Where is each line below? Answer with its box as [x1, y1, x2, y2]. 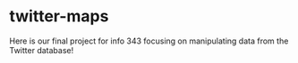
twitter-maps [9, 6, 109, 27]
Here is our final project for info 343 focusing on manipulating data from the [9, 35, 289, 46]
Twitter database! [9, 44, 74, 55]
